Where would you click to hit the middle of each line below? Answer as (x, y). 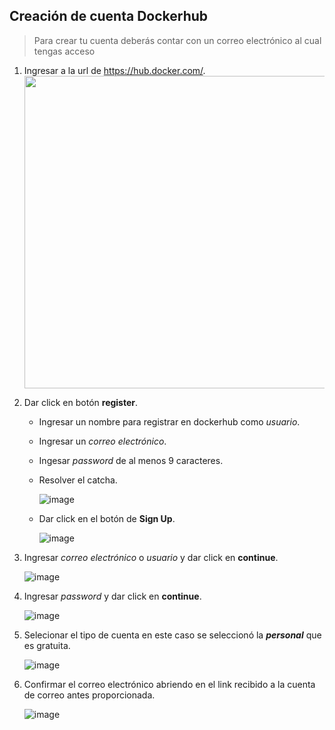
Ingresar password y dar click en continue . (112, 596)
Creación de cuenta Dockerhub (109, 16)
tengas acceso (64, 51)
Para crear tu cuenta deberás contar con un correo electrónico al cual (177, 40)
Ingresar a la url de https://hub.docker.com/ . (114, 70)
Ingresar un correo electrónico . (102, 441)
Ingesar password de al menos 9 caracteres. (131, 460)
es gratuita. (47, 645)
